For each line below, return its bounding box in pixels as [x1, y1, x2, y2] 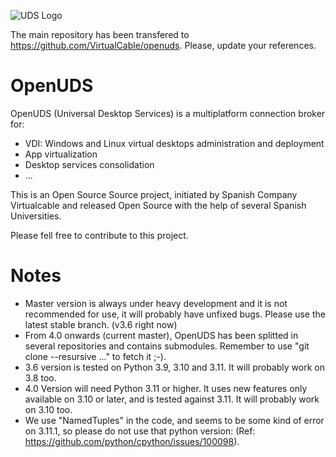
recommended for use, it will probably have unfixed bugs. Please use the [24, 308, 326, 320]
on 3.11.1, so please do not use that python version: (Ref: [24, 425, 256, 437]
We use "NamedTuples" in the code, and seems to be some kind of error [24, 414, 325, 426]
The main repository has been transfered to [10, 29, 190, 40]
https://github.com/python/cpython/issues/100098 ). [24, 435, 240, 447]
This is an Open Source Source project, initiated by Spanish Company [10, 188, 298, 200]
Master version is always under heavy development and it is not [24, 297, 288, 309]
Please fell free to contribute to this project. [10, 229, 189, 241]
